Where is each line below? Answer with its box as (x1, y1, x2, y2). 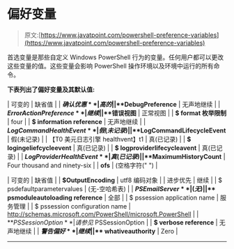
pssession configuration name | (40, 202, 131, 210)
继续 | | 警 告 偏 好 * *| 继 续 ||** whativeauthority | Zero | (19, 227, 178, 235)
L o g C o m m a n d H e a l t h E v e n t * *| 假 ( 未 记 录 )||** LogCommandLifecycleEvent (7, 126, 226, 135)
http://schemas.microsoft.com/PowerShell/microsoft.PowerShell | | (7, 210, 199, 218)
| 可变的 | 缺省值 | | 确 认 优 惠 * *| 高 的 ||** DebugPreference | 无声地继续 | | (7, 100, 221, 108)
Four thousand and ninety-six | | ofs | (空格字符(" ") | (7, 161, 158, 169)
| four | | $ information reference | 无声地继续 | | (7, 117, 146, 126)
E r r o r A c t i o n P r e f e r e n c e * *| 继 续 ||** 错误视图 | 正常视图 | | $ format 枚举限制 (7, 109, 227, 117)
